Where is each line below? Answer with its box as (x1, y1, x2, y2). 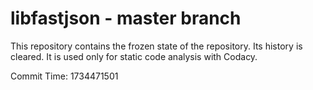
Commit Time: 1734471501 (10, 70, 119, 82)
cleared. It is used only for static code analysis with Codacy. (10, 50, 258, 62)
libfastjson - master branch (10, 7, 242, 30)
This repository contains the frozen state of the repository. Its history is (10, 40, 303, 52)
